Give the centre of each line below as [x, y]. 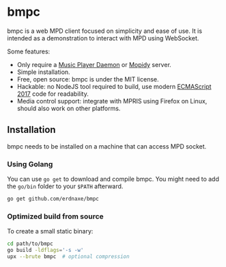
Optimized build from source [55, 216]
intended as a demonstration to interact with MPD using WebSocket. [103, 38]
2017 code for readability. [53, 94]
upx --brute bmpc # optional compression [68, 256]
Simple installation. [43, 72]
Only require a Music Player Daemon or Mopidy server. [94, 64]
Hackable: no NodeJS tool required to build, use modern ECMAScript [114, 86]
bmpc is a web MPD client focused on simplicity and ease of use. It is [105, 31]
